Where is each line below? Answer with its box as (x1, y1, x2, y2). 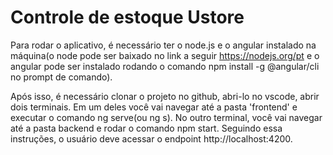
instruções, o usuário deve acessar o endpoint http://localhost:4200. (10, 132, 293, 145)
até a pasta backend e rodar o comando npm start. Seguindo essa (10, 122, 283, 134)
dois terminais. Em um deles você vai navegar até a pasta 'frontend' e (10, 101, 298, 113)
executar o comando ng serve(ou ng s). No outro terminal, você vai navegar (10, 111, 323, 123)
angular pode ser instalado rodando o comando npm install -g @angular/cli (10, 60, 320, 72)
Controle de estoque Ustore (10, 6, 245, 29)
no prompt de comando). (10, 71, 113, 83)
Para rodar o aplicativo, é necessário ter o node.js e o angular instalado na (10, 39, 317, 51)
